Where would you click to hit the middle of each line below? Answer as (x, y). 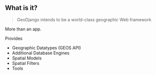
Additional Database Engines (41, 53)
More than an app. (23, 29)
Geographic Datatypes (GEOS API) (46, 47)
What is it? (21, 8)
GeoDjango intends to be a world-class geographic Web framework (84, 19)
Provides (14, 38)
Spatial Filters (26, 63)
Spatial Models (27, 58)
